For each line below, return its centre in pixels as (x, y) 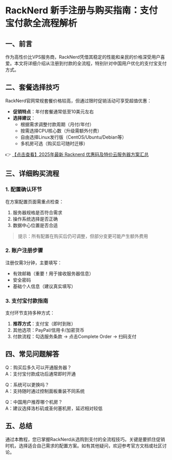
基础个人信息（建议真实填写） (44, 286)
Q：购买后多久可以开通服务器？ (38, 367)
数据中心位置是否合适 (35, 225)
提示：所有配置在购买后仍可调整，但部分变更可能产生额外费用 (83, 236)
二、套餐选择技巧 (32, 87)
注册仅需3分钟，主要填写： (34, 262)
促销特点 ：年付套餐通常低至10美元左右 (53, 111)
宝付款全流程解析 (41, 23)
